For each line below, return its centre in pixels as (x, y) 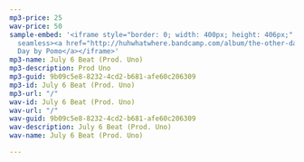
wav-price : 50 (36, 26)
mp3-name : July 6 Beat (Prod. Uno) (76, 60)
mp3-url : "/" (34, 93)
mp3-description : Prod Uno (60, 69)
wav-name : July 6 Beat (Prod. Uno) (76, 136)
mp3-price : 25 (36, 18)
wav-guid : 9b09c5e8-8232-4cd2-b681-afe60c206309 (103, 119)
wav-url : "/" (34, 110)
